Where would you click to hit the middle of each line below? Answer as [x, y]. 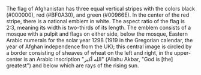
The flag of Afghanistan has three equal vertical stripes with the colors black [100, 9]
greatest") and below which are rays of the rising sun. [73, 65]
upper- [182, 53]
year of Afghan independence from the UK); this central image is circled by [99, 46]
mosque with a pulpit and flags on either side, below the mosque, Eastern [97, 34]
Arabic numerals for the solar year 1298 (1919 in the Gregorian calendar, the [100, 40]
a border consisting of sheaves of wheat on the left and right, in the [89, 53]
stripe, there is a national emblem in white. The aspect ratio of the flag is [95, 21]
